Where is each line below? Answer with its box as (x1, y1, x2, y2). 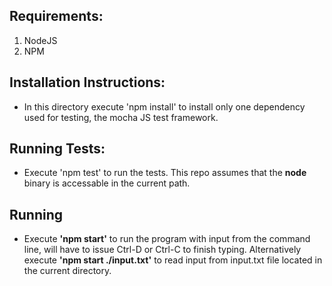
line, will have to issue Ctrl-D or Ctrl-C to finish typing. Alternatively (23, 244, 302, 256)
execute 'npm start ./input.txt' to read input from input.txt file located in (23, 254, 323, 266)
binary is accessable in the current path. (23, 177, 191, 189)
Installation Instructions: (9, 74, 166, 91)
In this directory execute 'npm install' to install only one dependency (23, 100, 306, 113)
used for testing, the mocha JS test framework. (23, 111, 219, 123)
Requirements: (9, 8, 104, 25)
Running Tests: (9, 140, 106, 158)
